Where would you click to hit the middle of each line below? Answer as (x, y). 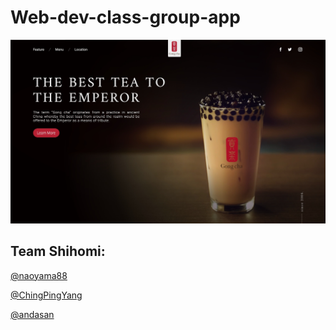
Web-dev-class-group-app (125, 17)
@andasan (32, 314)
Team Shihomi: (58, 251)
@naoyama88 (39, 275)
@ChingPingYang (46, 295)
